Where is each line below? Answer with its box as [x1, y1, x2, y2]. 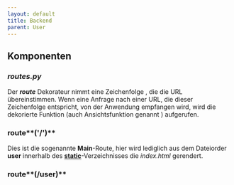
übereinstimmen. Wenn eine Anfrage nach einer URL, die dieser [7, 95, 194, 104]
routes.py [7, 71, 42, 81]
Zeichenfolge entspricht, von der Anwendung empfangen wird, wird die [7, 102, 216, 111]
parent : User [7, 23, 46, 31]
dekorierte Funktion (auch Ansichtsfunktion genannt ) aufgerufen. [7, 110, 199, 119]
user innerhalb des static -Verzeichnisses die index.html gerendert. [7, 152, 204, 160]
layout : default [7, 10, 55, 18]
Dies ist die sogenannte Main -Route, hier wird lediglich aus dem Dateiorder [7, 144, 227, 153]
